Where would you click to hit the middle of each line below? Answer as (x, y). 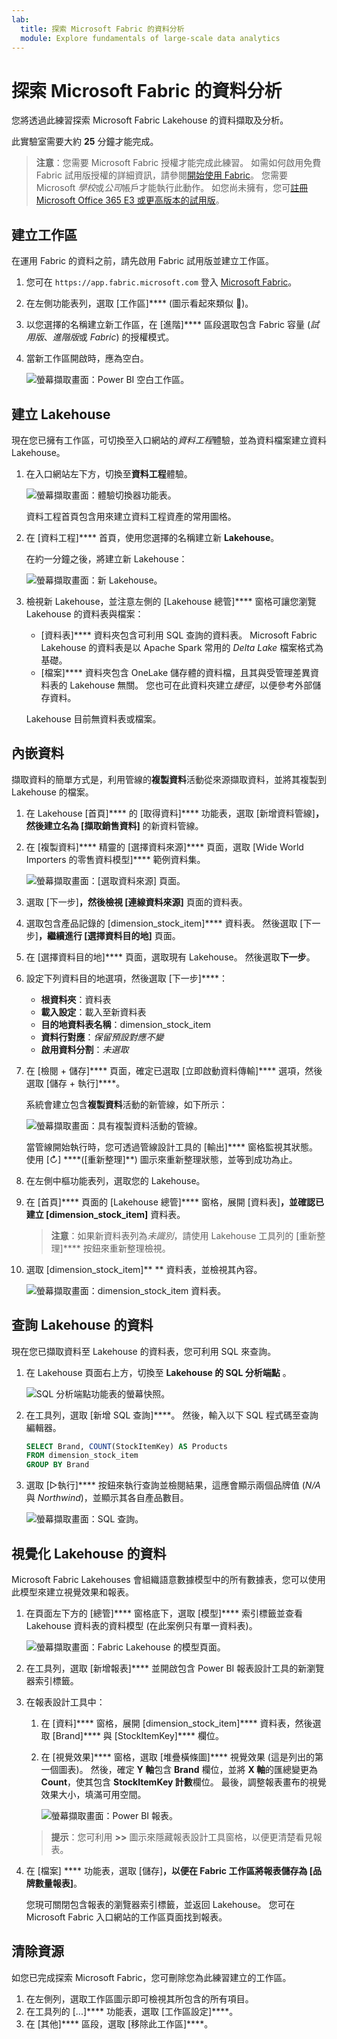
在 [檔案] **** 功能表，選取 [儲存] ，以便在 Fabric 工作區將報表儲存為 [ (169, 1870)
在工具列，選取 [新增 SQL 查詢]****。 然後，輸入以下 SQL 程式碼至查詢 (172, 1415)
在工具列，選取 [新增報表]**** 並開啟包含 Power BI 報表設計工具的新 (166, 1668)
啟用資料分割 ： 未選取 (84, 1049)
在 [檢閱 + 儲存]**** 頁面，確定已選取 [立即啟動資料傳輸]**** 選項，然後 (174, 1070)
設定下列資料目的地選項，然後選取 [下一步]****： (127, 978)
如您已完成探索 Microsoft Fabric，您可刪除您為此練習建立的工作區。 (151, 1977)
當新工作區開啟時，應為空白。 (87, 358)
